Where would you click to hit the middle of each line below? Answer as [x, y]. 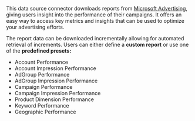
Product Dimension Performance [54, 99]
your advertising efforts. [35, 27]
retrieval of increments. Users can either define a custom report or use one [97, 44]
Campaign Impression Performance [58, 93]
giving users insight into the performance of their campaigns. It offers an [94, 15]
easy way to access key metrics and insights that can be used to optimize [95, 21]
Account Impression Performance [56, 68]
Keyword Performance [42, 106]
